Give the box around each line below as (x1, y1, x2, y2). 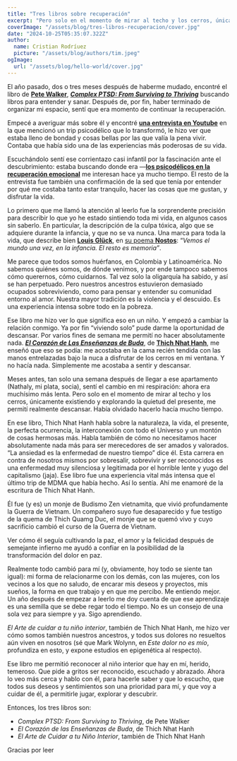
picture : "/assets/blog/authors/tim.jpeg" (13, 50, 140, 57)
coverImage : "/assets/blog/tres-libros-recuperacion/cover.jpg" (7, 23, 200, 30)
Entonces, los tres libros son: (7, 703, 92, 712)
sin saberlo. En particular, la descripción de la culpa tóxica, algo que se (7, 220, 214, 230)
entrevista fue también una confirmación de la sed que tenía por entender (7, 177, 222, 186)
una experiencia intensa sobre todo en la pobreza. (7, 302, 153, 311)
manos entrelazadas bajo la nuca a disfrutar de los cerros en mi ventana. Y (7, 353, 225, 362)
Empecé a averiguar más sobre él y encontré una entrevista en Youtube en (7, 118, 227, 127)
